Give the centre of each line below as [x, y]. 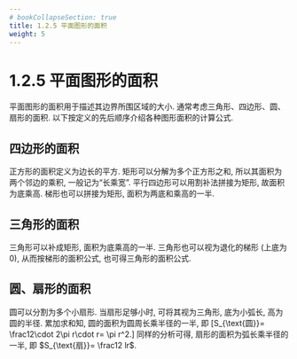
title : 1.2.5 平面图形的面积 [59, 26]
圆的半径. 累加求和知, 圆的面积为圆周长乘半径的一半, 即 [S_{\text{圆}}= [137, 323]
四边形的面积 [44, 148]
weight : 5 [27, 34]
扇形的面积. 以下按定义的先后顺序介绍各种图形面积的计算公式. [121, 118]
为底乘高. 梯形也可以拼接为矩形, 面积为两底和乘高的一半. [112, 194]
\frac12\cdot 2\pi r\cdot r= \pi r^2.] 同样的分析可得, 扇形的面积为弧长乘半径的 [149, 334]
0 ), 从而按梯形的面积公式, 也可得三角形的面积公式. [100, 258]
